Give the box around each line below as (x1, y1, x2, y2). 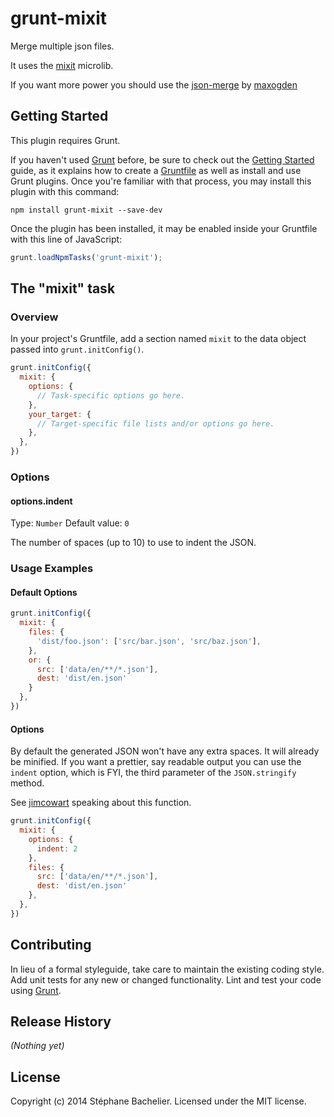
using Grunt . (10, 984, 62, 996)
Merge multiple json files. (10, 40, 115, 52)
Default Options (10, 586, 78, 598)
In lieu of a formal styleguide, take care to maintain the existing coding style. (10, 963, 325, 975)
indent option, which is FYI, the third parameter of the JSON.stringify (10, 767, 297, 779)
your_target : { (28, 409, 92, 419)
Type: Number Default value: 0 (10, 517, 130, 529)
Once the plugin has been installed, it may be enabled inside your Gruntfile (10, 222, 318, 234)
